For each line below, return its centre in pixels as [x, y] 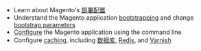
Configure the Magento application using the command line [97, 32]
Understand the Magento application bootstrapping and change [104, 18]
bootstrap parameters [44, 25]
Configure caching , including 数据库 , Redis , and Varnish [92, 40]
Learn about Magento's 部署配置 [59, 10]
